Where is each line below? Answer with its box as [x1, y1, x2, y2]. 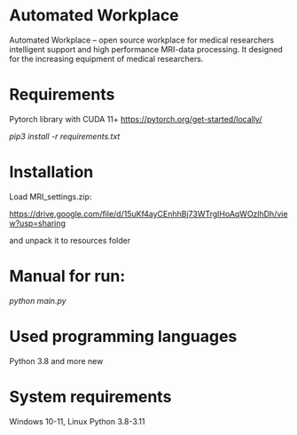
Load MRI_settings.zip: [9, 191, 92, 202]
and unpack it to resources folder [9, 235, 131, 245]
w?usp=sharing [9, 218, 66, 229]
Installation [9, 162, 94, 183]
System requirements [9, 386, 172, 407]
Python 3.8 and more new [9, 355, 104, 366]
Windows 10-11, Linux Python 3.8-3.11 [9, 416, 145, 426]
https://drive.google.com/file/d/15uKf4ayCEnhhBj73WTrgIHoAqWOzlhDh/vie [9, 208, 288, 219]
